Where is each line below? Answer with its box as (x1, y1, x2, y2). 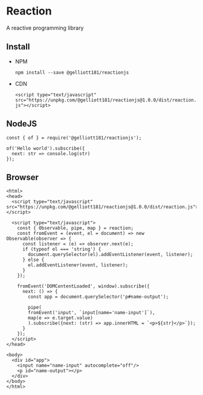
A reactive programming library (6, 24, 84, 31)
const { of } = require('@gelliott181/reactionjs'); (6, 135, 142, 141)
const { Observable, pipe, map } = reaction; (17, 225, 134, 231)
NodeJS (6, 119, 37, 129)
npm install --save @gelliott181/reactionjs (14, 69, 129, 75)
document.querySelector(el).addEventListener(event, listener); (28, 252, 193, 258)
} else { (22, 257, 45, 263)
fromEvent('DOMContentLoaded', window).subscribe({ (17, 283, 150, 289)
